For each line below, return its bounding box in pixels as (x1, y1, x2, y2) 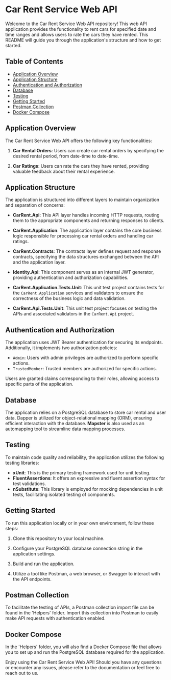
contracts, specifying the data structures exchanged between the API (12, 254, 159, 260)
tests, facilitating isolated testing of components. (12, 491, 115, 497)
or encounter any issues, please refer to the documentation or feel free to (5, 665, 160, 671)
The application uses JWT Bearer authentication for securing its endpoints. (5, 339, 163, 346)
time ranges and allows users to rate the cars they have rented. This (5, 31, 149, 37)
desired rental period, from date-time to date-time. (12, 153, 119, 159)
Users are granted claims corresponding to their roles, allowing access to (5, 375, 160, 382)
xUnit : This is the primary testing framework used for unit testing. (12, 469, 151, 475)
